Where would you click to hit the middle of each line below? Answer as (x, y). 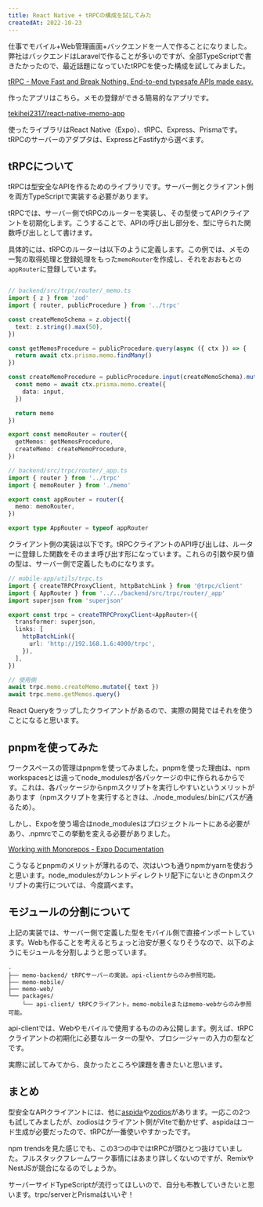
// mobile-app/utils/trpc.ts (56, 579)
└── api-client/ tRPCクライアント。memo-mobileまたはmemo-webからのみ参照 (137, 1004)
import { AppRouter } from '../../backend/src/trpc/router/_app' (117, 593)
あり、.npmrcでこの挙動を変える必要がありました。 (91, 833)
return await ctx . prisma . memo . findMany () (84, 356)
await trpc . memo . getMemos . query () (65, 695)
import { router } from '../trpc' (65, 478)
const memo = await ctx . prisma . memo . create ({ (91, 385)
